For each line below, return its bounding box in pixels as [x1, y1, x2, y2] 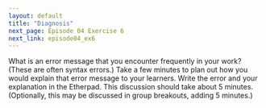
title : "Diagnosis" [8, 19, 74, 27]
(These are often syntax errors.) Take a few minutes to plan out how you [8, 65, 248, 75]
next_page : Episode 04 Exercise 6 [8, 27, 125, 35]
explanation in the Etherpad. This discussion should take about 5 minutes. [8, 82, 254, 92]
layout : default [8, 11, 63, 20]
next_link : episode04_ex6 [8, 34, 95, 43]
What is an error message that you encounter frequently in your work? [8, 56, 242, 66]
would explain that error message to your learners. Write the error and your [8, 73, 258, 83]
